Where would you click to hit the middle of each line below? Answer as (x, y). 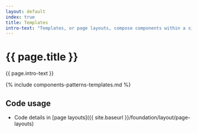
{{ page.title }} (42, 57)
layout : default (25, 11)
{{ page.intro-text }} (30, 74)
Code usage (28, 103)
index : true (20, 17)
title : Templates (27, 22)
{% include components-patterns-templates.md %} (68, 85)
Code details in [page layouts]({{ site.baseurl (69, 117)
